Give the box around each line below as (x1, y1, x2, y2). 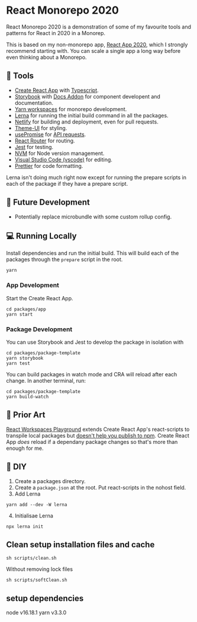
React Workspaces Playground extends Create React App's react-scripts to (6, 426, 190, 433)
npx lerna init (6, 523, 44, 529)
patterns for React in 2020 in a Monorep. (6, 29, 105, 36)
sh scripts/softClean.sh (6, 577, 67, 583)
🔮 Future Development (6, 197, 90, 208)
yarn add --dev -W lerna (6, 502, 67, 507)
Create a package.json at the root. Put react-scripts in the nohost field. (14, 484, 186, 491)
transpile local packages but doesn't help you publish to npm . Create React (6, 431, 189, 439)
